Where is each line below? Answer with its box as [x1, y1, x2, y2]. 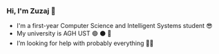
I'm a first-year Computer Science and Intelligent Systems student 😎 [16, 22, 213, 30]
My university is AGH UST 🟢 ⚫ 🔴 [16, 29, 112, 38]
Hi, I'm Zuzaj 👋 [6, 6, 56, 16]
